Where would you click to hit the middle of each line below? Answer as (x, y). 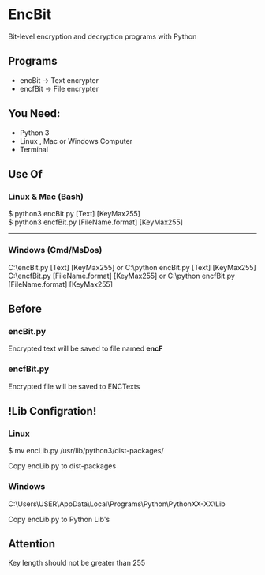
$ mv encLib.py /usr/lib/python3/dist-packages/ (86, 451)
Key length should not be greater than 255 (77, 563)
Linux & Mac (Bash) (46, 197)
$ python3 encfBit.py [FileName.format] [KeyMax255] (96, 222)
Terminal (34, 149)
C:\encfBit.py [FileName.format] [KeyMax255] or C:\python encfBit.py (121, 276)
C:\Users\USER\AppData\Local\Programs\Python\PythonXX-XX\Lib (117, 504)
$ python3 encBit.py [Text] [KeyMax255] (74, 214)
